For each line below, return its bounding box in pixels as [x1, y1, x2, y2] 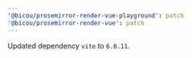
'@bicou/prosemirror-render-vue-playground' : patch [7, 11, 184, 20]
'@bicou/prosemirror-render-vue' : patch [7, 19, 145, 27]
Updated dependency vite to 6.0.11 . [7, 41, 130, 50]
